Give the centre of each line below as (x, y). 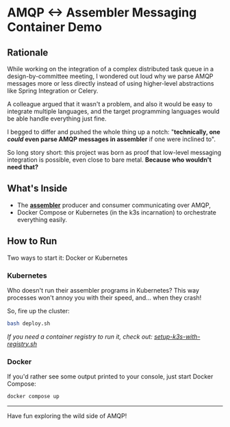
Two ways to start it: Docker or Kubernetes (67, 258)
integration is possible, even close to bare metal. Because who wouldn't (110, 160)
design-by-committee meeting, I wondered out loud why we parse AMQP (110, 76)
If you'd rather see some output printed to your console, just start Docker (110, 377)
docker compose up (33, 396)
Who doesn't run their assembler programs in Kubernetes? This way (103, 290)
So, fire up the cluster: (38, 310)
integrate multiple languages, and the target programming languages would (114, 111)
